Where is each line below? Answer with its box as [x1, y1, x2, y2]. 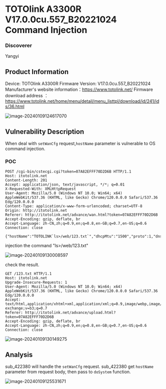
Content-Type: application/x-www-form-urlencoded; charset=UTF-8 [5, 204, 142, 209]
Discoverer [5, 42, 32, 49]
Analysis [5, 350, 33, 359]
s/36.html [5, 104, 25, 110]
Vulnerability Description [5, 127, 84, 136]
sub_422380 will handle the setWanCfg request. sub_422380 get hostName [5, 364, 154, 370]
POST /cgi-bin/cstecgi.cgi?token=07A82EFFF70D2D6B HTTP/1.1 [5, 169, 132, 174]
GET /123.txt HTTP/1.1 [5, 272, 52, 276]
